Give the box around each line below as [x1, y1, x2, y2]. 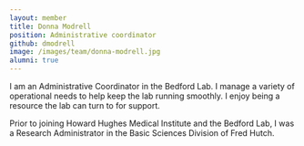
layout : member [9, 13, 67, 23]
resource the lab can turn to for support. [9, 100, 161, 110]
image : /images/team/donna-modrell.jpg [9, 47, 161, 57]
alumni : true [9, 56, 59, 65]
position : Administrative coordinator [9, 30, 157, 39]
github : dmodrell [9, 38, 76, 48]
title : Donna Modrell [9, 22, 92, 31]
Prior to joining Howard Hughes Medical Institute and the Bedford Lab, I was [9, 118, 295, 129]
